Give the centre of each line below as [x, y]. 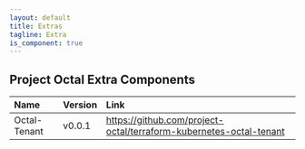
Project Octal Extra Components [102, 79]
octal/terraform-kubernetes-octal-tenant [195, 132]
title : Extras [36, 26]
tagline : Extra [38, 34]
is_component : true [46, 43]
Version [80, 105]
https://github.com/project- [165, 120]
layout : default [40, 18]
